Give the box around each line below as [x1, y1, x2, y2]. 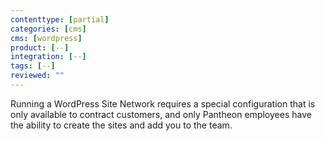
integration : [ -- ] [10, 52, 87, 62]
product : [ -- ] [10, 42, 70, 53]
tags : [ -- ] [10, 61, 56, 71]
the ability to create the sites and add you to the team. [10, 119, 233, 131]
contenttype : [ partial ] [10, 14, 110, 25]
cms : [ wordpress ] [10, 33, 83, 43]
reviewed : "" [10, 71, 65, 81]
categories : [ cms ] [10, 24, 87, 34]
